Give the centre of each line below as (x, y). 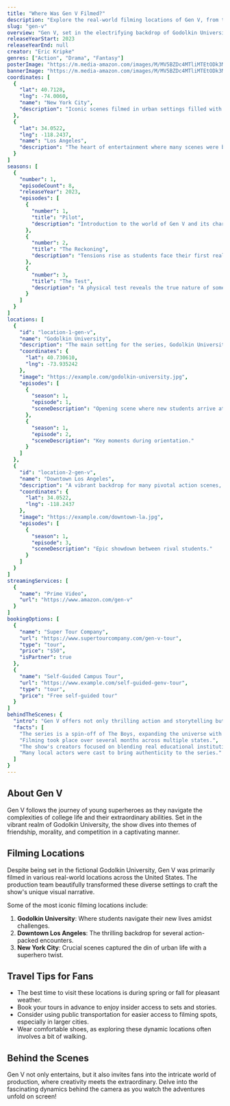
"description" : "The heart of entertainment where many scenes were (119, 147)
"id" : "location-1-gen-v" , (58, 332)
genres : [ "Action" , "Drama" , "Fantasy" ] (66, 58)
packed (28, 940)
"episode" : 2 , (52, 434)
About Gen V (35, 794)
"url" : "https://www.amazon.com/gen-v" (76, 600)
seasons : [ (23, 166)
